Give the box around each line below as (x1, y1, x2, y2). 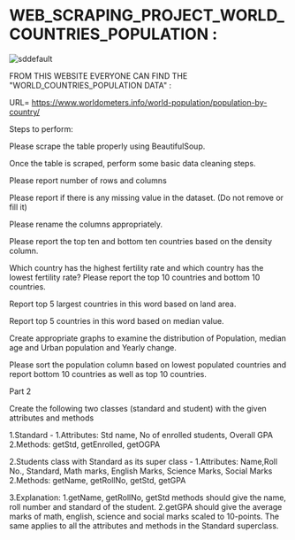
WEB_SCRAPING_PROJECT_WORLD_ (9, 5, 285, 26)
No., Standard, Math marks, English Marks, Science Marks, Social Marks (9, 466, 273, 476)
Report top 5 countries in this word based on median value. (9, 315, 224, 326)
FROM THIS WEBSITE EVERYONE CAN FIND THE (9, 70, 188, 81)
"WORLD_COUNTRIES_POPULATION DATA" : (9, 80, 172, 90)
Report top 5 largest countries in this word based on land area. (9, 298, 237, 309)
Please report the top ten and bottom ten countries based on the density (9, 235, 272, 246)
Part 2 (9, 386, 32, 397)
